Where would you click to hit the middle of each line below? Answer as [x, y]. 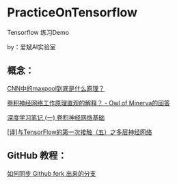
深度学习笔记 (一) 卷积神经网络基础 [56, 117]
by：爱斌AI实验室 [31, 47]
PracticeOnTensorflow [72, 13]
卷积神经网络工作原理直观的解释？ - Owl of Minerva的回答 [88, 103]
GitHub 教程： [37, 156]
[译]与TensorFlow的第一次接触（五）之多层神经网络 [80, 132]
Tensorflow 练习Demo [38, 32]
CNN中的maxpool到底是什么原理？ [56, 88]
